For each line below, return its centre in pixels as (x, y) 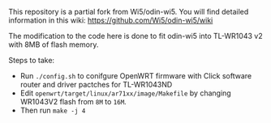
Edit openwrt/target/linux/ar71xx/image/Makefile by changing (125, 93)
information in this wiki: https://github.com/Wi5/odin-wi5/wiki (111, 20)
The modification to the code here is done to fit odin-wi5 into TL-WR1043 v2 (135, 36)
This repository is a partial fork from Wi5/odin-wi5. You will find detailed (129, 12)
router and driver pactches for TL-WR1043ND (96, 85)
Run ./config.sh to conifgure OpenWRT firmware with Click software (136, 76)
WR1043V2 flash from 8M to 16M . (73, 102)
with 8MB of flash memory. (54, 45)
